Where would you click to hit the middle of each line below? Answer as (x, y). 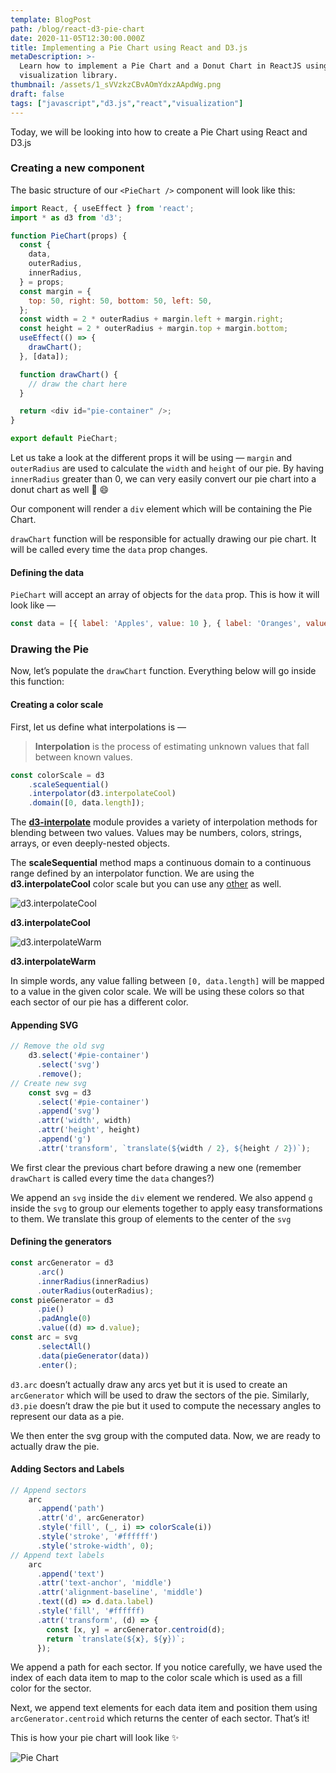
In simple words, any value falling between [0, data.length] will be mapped (167, 981)
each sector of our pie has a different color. (99, 1002)
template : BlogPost (51, 19)
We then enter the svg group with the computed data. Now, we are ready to (165, 1435)
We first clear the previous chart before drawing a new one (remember (156, 1167)
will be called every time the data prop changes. (109, 550)
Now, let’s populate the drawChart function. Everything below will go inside (163, 671)
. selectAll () (64, 1346)
